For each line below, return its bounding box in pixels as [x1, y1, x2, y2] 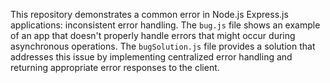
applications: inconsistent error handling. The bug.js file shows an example [10, 19, 321, 31]
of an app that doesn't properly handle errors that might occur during [10, 30, 296, 41]
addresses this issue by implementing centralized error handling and [10, 51, 293, 63]
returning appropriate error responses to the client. [10, 62, 220, 73]
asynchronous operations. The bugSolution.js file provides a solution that [10, 40, 316, 52]
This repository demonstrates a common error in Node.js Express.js [10, 9, 289, 20]
